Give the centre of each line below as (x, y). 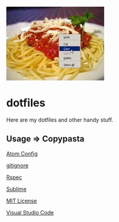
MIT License (22, 201)
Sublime (17, 189)
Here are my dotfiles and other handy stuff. (60, 120)
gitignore (18, 165)
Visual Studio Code (30, 212)
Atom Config (22, 153)
